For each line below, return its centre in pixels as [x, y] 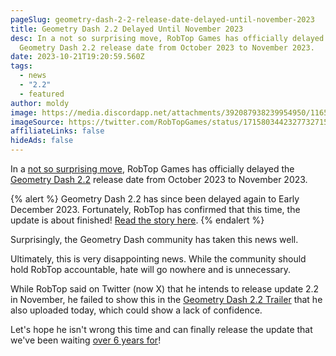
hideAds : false [42, 141]
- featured [42, 94]
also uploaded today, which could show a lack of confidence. [136, 310]
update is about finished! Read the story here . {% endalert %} [137, 220]
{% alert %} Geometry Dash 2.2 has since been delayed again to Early [155, 199]
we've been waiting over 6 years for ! [86, 340]
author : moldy [40, 103]
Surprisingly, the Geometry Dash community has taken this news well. [154, 239]
